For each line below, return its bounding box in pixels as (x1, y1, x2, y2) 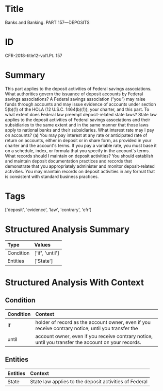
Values (34, 241, 51, 248)
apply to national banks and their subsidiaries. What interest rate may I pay (5, 127, 154, 133)
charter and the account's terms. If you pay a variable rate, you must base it (5, 142, 157, 148)
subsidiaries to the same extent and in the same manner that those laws (5, 122, 149, 127)
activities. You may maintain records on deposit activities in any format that (5, 168, 155, 174)
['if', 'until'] (34, 249, 60, 256)
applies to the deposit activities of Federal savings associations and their (5, 117, 150, 123)
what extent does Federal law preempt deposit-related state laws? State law (5, 111, 157, 117)
